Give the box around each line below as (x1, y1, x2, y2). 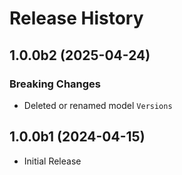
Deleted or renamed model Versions (23, 99, 173, 111)
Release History (9, 7, 144, 30)
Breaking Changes (9, 77, 102, 91)
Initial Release (23, 155, 82, 167)
